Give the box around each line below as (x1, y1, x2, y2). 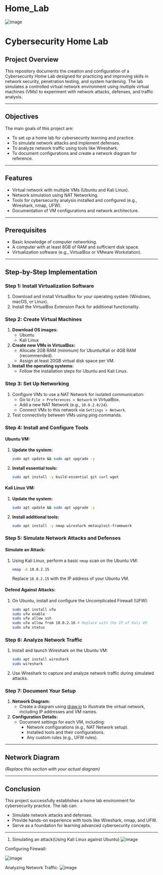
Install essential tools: (12, 465, 58, 471)
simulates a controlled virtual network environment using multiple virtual (5, 83, 149, 89)
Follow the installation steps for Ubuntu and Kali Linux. (19, 368, 128, 374)
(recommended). (19, 353, 53, 359)
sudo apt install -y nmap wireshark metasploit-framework (12, 523, 132, 528)
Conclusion (5, 785, 41, 793)
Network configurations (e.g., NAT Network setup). (26, 724, 129, 730)
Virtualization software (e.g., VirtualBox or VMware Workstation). (12, 249, 142, 255)
